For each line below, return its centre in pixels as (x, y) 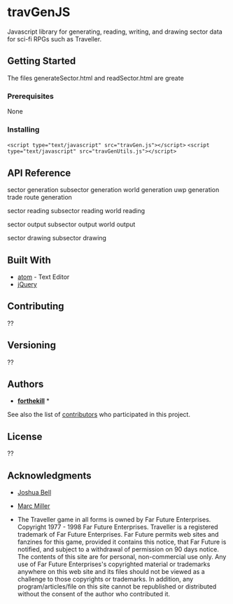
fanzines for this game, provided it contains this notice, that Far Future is (122, 542)
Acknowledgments (50, 475)
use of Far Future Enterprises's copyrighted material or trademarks (114, 564)
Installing (23, 129)
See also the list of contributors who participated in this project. (99, 415)
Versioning (31, 345)
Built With (29, 260)
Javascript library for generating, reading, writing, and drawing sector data (115, 32)
